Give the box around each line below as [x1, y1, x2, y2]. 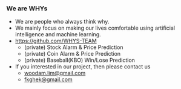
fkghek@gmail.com [24, 76, 73, 83]
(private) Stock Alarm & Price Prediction [24, 44, 123, 51]
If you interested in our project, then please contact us [15, 63, 151, 70]
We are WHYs [6, 4, 48, 13]
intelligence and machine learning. [15, 31, 101, 38]
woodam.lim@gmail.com [24, 70, 86, 77]
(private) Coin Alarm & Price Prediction [24, 50, 121, 58]
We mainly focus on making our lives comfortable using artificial [15, 24, 176, 31]
